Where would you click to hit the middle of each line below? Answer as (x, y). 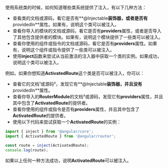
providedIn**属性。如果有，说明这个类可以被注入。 (66, 25)
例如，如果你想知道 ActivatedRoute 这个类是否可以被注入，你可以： (75, 73)
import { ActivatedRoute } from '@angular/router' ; (61, 136)
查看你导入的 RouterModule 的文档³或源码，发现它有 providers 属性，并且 (88, 97)
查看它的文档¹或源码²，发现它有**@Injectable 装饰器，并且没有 (77, 84)
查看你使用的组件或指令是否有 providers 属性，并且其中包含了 (76, 109)
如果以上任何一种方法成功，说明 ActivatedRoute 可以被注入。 (68, 160)
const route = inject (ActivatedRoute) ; (47, 145)
